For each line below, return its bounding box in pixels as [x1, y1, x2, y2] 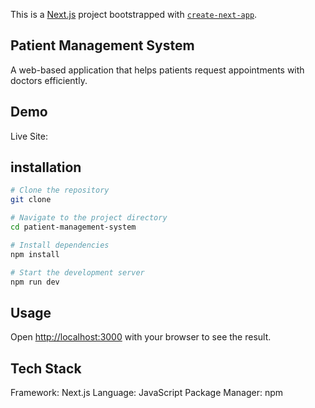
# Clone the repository [10, 185, 110, 196]
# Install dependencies [10, 240, 110, 250]
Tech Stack [10, 360, 82, 377]
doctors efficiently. [10, 74, 88, 86]
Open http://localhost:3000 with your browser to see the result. [10, 331, 272, 343]
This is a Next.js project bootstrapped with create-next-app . [10, 9, 258, 20]
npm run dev [10, 277, 60, 287]
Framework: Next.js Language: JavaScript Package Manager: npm [10, 387, 283, 399]
